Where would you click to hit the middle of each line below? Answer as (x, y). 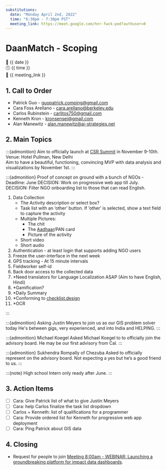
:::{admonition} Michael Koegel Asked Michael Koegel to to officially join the (83, 338)
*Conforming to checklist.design (46, 298)
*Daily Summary (30, 293)
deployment (25, 423)
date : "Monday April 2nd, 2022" (44, 14)
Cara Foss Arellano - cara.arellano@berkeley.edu (63, 108)
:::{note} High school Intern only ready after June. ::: (59, 373)
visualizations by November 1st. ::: (41, 167)
